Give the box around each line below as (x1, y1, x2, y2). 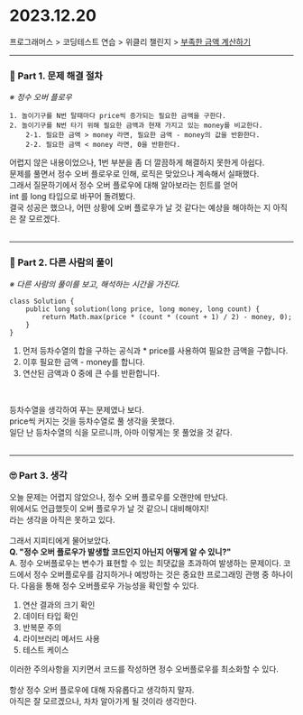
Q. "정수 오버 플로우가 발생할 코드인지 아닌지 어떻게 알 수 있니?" (9, 546, 232, 557)
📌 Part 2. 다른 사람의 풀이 (9, 256, 114, 269)
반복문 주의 (22, 621, 62, 632)
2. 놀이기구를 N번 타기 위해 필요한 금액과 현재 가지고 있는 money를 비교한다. (9, 121, 263, 131)
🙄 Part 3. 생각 (9, 470, 68, 482)
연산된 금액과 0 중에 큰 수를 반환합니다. (22, 367, 161, 379)
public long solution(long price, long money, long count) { (25, 304, 260, 314)
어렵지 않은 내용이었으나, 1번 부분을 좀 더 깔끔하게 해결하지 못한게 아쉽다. (9, 157, 265, 168)
